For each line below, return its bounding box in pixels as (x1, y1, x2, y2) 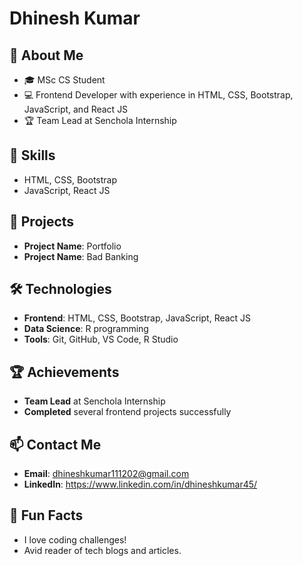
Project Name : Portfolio (23, 240, 122, 252)
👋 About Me (9, 47, 84, 64)
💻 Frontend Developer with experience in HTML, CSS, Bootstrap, (23, 89, 294, 101)
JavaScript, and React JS (23, 103, 129, 115)
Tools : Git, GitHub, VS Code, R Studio (23, 333, 179, 346)
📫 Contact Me (9, 436, 102, 453)
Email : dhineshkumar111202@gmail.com (23, 468, 190, 480)
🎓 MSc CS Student (23, 74, 106, 86)
